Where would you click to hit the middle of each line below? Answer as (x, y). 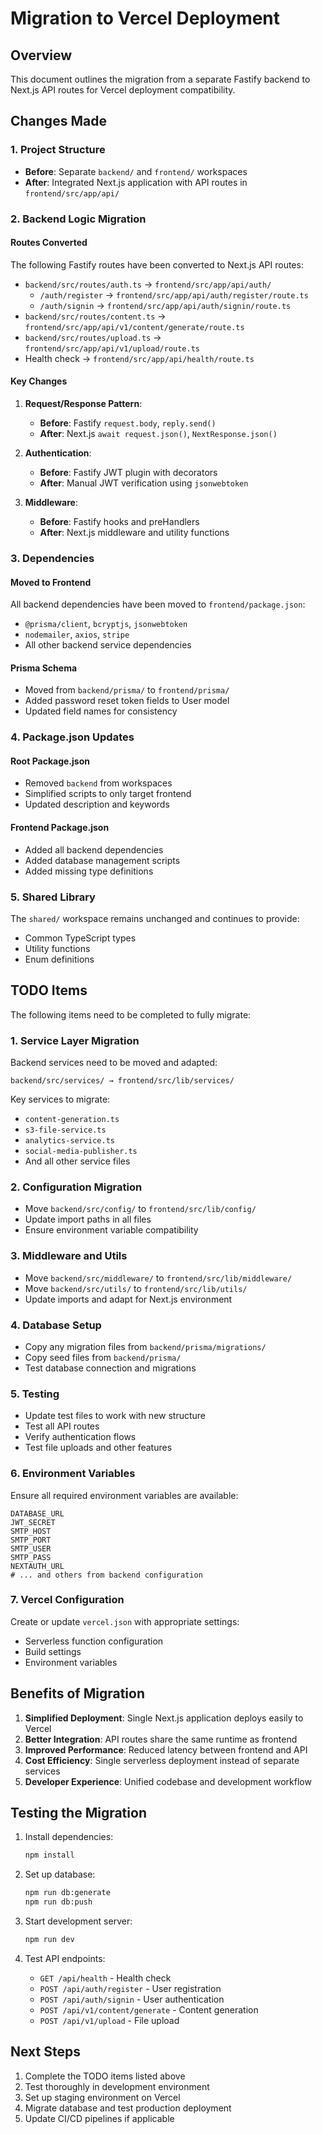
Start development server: (78, 1921)
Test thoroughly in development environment (117, 2086)
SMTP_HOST (31, 1531)
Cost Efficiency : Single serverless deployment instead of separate (162, 1760)
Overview (41, 55)
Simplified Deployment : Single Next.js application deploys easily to (164, 1718)
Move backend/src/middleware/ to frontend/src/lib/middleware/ (158, 1278)
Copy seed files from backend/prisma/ (103, 1357)
